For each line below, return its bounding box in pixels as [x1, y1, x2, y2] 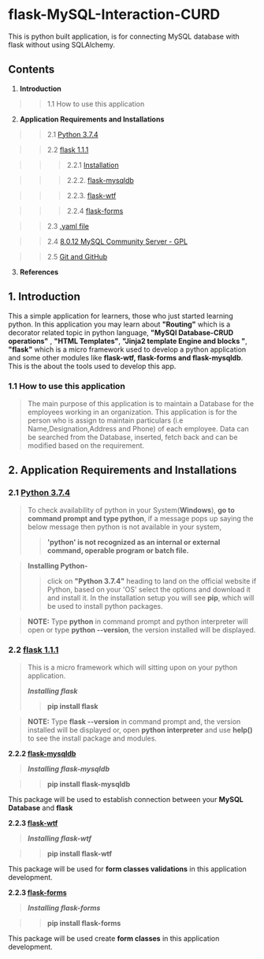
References [19, 267, 59, 277]
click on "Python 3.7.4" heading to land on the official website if [46, 576, 257, 585]
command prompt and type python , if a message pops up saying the [27, 513, 254, 523]
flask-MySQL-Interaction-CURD [8, 6, 221, 24]
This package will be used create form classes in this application [8, 933, 220, 943]
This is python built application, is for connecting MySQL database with [8, 32, 240, 41]
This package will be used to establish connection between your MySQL [8, 794, 244, 804]
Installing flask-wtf [27, 834, 92, 843]
